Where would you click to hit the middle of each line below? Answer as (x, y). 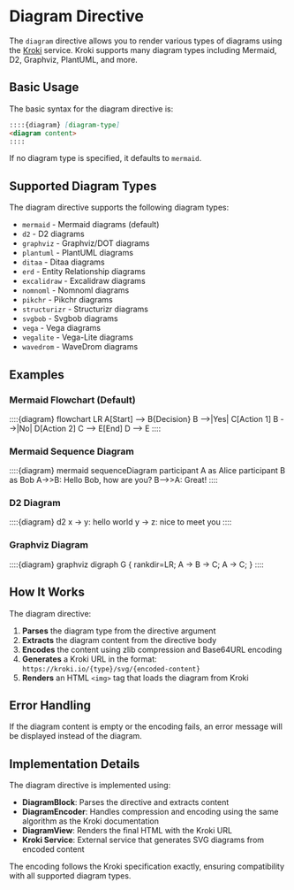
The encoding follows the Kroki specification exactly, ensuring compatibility (147, 867)
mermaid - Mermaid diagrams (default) (90, 225)
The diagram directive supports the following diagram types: (119, 207)
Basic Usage (44, 87)
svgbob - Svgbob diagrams (70, 318)
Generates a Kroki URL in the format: (89, 659)
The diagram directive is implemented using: (90, 786)
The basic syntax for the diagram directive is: (91, 109)
